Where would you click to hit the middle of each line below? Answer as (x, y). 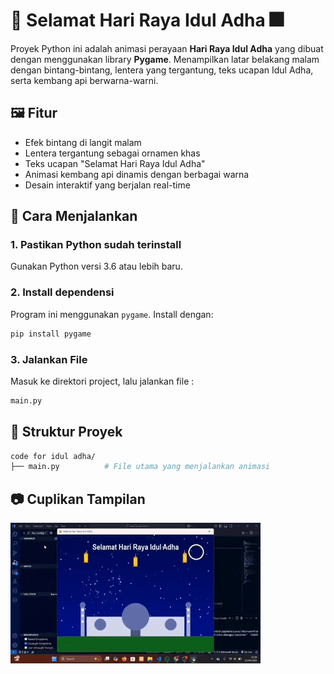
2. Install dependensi (62, 292)
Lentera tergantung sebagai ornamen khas (112, 153)
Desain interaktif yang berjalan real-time (107, 185)
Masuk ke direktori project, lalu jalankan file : (102, 381)
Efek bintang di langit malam (83, 142)
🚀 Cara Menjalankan (74, 216)
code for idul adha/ (53, 456)
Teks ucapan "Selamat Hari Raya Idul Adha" (115, 163)
